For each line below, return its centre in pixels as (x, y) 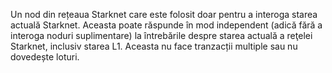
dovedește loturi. (45, 57)
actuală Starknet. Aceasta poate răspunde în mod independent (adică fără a (166, 25)
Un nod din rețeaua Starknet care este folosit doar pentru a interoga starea (164, 14)
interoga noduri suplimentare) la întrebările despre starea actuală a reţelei (161, 35)
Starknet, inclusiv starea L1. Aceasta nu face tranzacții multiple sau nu (154, 46)
